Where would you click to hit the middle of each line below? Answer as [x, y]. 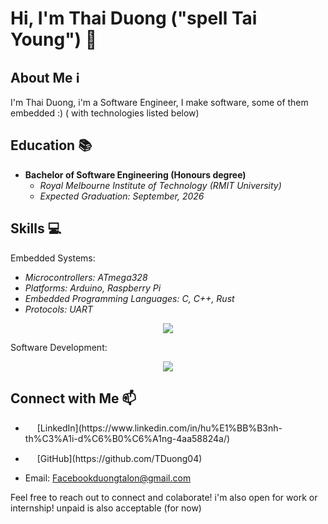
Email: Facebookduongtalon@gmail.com [108, 478]
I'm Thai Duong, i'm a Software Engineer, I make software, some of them [159, 102]
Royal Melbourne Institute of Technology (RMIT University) [160, 185]
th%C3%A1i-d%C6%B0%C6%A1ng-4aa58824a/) [127, 439]
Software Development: [59, 347]
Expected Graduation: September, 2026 [122, 196]
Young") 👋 [54, 39]
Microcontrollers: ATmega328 [86, 277]
